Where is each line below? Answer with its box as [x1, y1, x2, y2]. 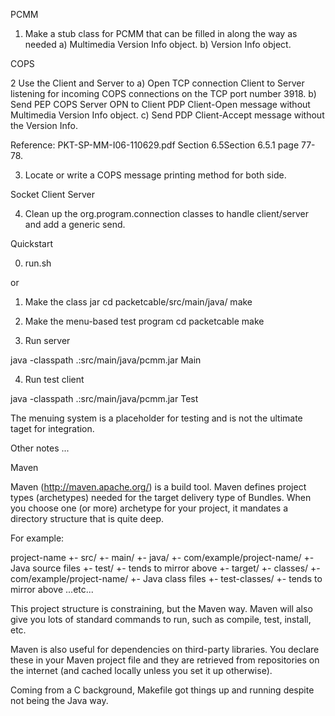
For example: [10, 532, 65, 544]
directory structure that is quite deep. [10, 513, 165, 524]
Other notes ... [10, 442, 70, 454]
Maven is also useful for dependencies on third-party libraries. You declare [10, 644, 320, 655]
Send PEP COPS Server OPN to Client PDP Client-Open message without [10, 99, 311, 110]
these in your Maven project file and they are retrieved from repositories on [10, 654, 320, 666]
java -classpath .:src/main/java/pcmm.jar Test [10, 393, 199, 404]
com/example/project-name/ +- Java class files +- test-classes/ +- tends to [10, 573, 323, 584]
